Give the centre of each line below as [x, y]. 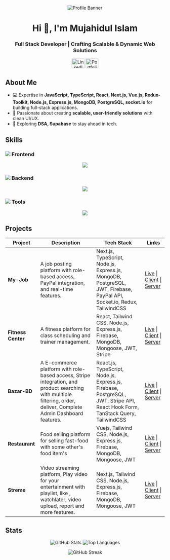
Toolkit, [21, 102]
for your [50, 480]
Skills [14, 140]
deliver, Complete [61, 407]
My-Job [18, 280]
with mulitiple [56, 394]
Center [16, 339]
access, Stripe [73, 376]
